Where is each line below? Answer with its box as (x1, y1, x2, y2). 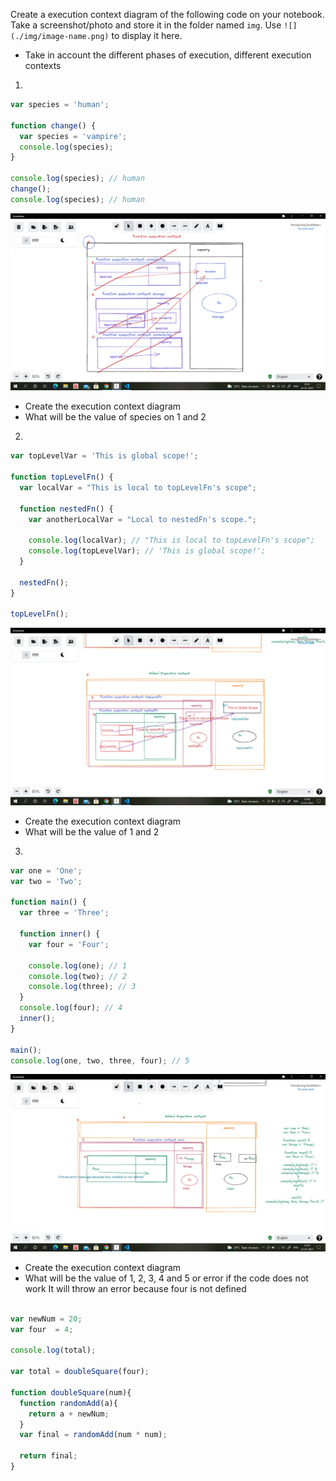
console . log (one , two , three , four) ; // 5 (10, 1055, 190, 1066)
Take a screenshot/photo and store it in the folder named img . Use (10, 19, 282, 31)
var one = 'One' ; (10, 865, 83, 876)
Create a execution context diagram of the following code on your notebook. (10, 9, 325, 20)
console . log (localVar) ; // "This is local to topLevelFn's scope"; (28, 535, 315, 546)
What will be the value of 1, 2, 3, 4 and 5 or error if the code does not (24, 1272, 309, 1284)
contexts (24, 60, 62, 71)
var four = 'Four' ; (28, 939, 110, 949)
